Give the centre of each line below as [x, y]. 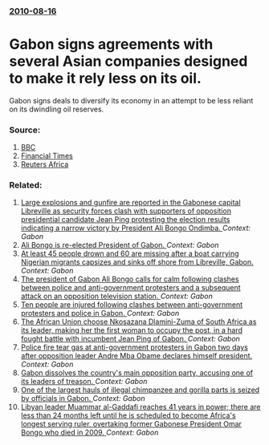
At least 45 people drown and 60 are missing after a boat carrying [130, 253]
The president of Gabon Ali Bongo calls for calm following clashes [130, 279]
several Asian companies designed [128, 61]
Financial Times [47, 156]
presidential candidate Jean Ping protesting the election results [125, 220]
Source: [25, 130]
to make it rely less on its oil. [105, 79]
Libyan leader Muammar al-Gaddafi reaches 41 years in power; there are [141, 407]
